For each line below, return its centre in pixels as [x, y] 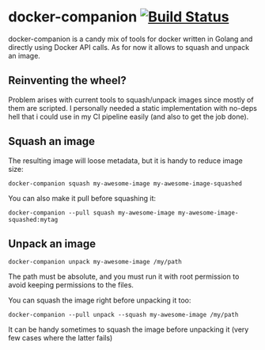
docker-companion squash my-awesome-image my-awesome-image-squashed [125, 183]
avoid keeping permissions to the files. [71, 285]
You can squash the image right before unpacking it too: [100, 300]
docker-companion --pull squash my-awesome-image [92, 213]
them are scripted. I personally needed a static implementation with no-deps [132, 108]
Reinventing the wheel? [67, 80]
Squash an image [52, 141]
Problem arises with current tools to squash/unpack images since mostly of [131, 100]
